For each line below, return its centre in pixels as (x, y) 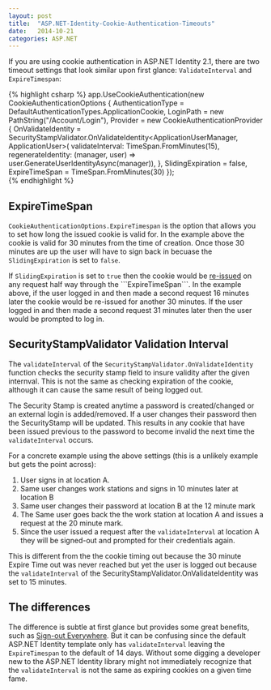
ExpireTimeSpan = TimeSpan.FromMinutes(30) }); (91, 172)
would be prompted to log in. (57, 319)
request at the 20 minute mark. (72, 523)
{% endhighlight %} (41, 181)
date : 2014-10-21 (41, 31)
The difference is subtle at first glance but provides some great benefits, (129, 627)
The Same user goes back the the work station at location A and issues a (142, 514)
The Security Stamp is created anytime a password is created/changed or (131, 405)
